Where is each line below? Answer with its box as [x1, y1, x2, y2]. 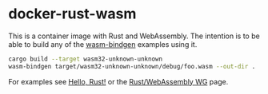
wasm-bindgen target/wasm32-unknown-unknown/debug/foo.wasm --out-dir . [8, 62, 256, 70]
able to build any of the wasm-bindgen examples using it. [8, 39, 198, 49]
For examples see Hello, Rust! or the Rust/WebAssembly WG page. [8, 76, 229, 86]
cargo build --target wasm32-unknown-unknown [8, 55, 162, 63]
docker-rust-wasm [8, 5, 137, 23]
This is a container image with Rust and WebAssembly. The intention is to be [8, 31, 260, 41]
